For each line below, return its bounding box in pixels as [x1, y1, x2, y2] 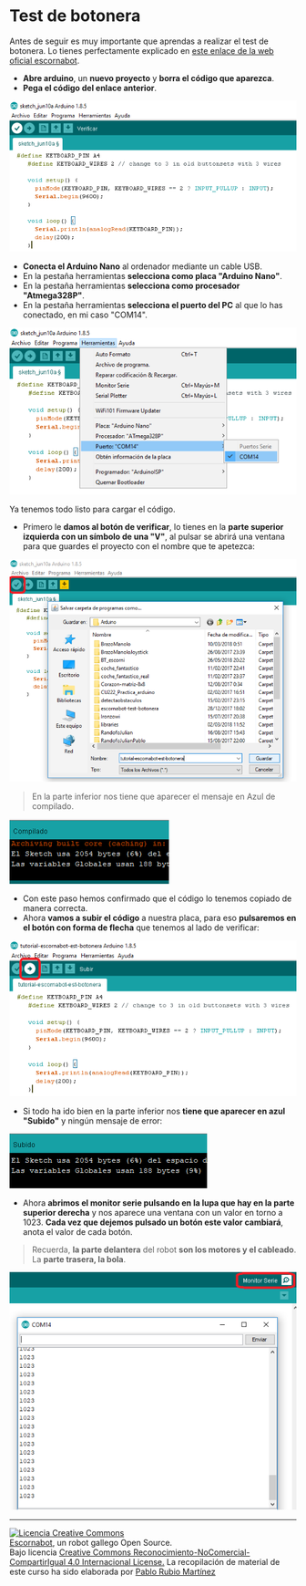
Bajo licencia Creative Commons [9, 1547, 132, 1558]
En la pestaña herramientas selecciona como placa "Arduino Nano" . [22, 270, 282, 281]
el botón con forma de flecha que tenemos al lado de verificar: [22, 922, 260, 933]
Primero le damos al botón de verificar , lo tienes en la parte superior [22, 521, 284, 532]
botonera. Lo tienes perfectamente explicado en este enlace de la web [9, 45, 275, 56]
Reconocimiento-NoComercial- [133, 1547, 250, 1558]
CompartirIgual [9, 1557, 66, 1568]
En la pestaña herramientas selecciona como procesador [22, 280, 240, 291]
